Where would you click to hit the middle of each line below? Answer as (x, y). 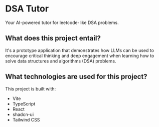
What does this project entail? (53, 38)
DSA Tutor (27, 9)
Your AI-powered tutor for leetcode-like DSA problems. (62, 22)
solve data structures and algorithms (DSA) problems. (61, 61)
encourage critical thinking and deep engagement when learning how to (80, 55)
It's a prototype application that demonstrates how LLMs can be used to (80, 50)
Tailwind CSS (26, 119)
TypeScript (24, 103)
